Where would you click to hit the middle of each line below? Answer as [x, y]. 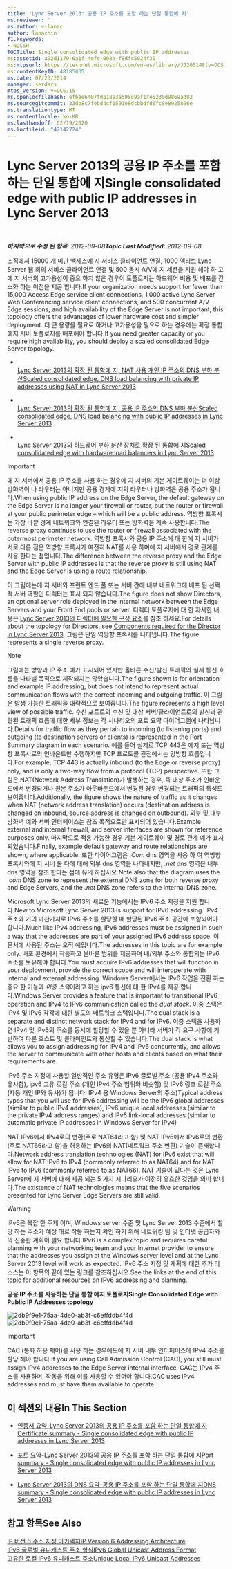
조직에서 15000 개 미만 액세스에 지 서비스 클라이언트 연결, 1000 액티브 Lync [109, 261]
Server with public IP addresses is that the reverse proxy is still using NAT [112, 564]
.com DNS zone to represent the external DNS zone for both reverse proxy [113, 880]
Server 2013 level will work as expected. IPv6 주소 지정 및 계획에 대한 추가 [110, 1264]
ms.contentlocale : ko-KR [43, 116]
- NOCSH [18, 46]
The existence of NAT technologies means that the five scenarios [107, 1188]
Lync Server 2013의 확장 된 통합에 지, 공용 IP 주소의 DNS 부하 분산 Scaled [117, 408]
